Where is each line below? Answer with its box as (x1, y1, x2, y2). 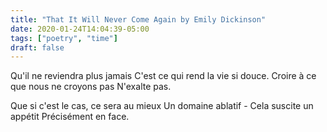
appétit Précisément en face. (10, 111, 130, 123)
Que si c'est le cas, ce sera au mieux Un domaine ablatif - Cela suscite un (10, 100, 314, 112)
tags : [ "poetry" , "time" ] (10, 33, 118, 43)
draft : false (10, 42, 65, 53)
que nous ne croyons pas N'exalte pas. (10, 81, 172, 93)
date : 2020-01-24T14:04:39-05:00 (10, 24, 150, 34)
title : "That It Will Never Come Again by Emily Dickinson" (10, 14, 267, 25)
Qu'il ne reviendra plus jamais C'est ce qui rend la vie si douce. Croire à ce (10, 70, 317, 82)
